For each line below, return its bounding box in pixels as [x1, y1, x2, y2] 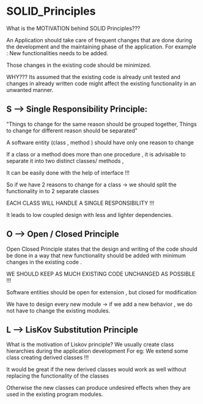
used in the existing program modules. [6, 391, 103, 398]
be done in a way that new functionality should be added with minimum [6, 251, 186, 259]
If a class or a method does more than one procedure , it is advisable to [6, 150, 186, 158]
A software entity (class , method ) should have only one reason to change [6, 139, 194, 146]
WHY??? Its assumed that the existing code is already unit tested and [6, 73, 180, 80]
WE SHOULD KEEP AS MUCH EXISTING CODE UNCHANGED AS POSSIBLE [6, 270, 196, 277]
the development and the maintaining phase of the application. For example [6, 43, 197, 50]
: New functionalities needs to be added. [6, 49, 109, 56]
